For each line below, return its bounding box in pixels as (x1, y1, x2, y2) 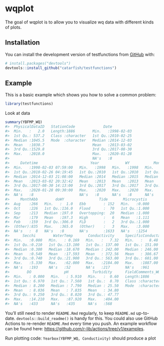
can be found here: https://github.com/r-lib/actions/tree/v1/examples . (5, 326, 145, 332)
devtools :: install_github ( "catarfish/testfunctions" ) (5, 65, 117, 70)
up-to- (136, 310, 149, 316)
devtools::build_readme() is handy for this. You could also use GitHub (16, 316, 158, 322)
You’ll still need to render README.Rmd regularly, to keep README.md (5, 310, 135, 316)
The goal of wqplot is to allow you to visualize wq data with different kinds (5, 19, 154, 25)
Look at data (5, 110, 30, 116)
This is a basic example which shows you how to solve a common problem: (5, 92, 156, 98)
